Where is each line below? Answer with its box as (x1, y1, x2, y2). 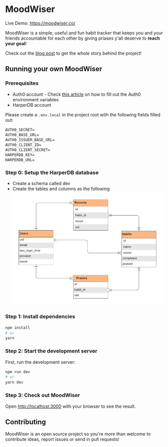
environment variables (12, 96, 59, 102)
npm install (5, 325, 30, 330)
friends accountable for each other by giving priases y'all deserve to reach (5, 35, 160, 41)
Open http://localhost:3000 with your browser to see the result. (5, 403, 136, 409)
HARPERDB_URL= (5, 157, 35, 163)
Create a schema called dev (12, 180, 71, 186)
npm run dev (5, 369, 30, 374)
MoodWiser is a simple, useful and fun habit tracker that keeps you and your (5, 30, 163, 36)
